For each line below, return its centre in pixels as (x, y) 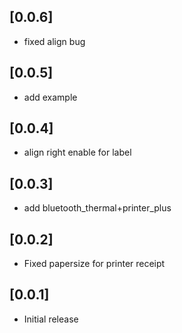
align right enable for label (77, 152)
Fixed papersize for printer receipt (94, 264)
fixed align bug (54, 41)
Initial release (51, 319)
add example (50, 97)
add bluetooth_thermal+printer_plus (97, 208)
